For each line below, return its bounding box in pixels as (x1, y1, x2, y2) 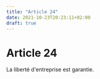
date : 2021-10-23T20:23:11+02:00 (6, 14, 91, 21)
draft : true (6, 20, 36, 26)
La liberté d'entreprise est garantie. (6, 66, 94, 73)
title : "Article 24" (6, 8, 59, 15)
